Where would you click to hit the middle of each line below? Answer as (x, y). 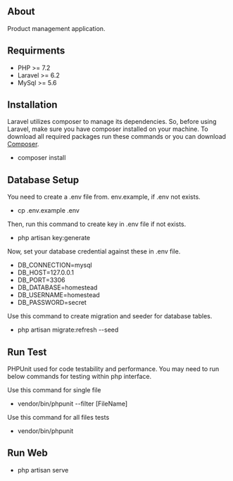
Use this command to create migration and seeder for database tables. (110, 316)
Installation (32, 105)
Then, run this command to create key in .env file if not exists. (97, 224)
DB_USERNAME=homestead (58, 295)
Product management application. (56, 28)
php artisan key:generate (54, 238)
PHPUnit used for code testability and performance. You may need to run (113, 369)
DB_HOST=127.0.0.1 (45, 273)
